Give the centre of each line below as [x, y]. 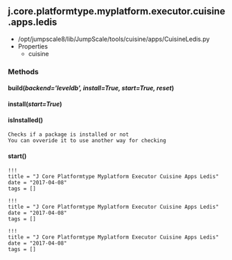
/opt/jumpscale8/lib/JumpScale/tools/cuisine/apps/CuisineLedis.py [114, 39]
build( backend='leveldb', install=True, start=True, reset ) [91, 88]
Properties [33, 46]
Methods [23, 71]
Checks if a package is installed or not [69, 135]
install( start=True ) [35, 104]
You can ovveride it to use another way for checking [87, 141]
